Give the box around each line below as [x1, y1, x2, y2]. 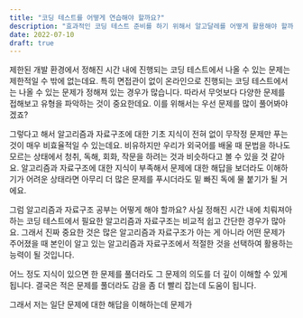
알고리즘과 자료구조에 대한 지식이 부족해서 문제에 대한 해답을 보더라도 [21, 163, 264, 173]
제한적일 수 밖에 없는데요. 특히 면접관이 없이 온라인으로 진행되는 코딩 [9, 76, 250, 87]
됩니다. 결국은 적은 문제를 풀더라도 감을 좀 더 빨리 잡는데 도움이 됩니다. [9, 280, 257, 291]
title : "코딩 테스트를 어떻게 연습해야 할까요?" [9, 13, 165, 23]
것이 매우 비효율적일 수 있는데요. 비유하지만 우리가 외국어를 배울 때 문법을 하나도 [9, 140, 291, 151]
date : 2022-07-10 [9, 30, 75, 39]
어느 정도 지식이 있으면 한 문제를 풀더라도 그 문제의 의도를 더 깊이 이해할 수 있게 [9, 268, 289, 280]
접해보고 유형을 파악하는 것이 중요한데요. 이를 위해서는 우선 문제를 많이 [9, 98, 257, 109]
